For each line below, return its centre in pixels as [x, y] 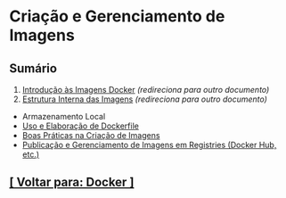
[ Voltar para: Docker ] [72, 182]
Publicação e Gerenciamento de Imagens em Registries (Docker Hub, [149, 145]
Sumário [33, 68]
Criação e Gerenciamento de [117, 16]
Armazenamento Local [64, 116]
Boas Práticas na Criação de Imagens [91, 135]
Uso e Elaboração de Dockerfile [81, 126]
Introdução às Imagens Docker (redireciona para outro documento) [146, 90]
